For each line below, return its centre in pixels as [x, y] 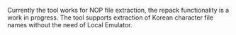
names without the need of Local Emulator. [70, 25]
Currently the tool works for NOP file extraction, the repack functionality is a [118, 10]
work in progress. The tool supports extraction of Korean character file [111, 17]
